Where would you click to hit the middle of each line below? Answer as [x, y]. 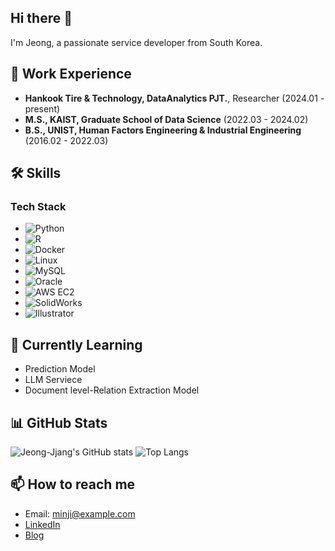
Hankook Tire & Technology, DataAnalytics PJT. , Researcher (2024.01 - [174, 98]
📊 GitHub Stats [59, 422]
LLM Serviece [53, 380]
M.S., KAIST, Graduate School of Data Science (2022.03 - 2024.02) [166, 119]
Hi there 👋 [41, 18]
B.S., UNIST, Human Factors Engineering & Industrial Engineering [163, 130]
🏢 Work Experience [71, 74]
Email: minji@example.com [80, 513]
